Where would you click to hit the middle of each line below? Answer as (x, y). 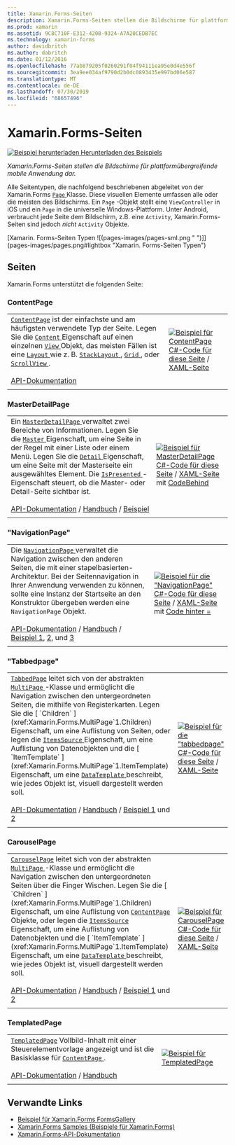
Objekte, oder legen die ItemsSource (70, 920)
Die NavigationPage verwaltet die (65, 550)
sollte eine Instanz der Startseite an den (76, 594)
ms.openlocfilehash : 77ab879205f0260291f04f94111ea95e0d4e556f (101, 66)
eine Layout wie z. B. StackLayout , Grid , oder (85, 354)
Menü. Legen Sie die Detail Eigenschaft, (78, 457)
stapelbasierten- (105, 567)
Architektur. (30, 576)
